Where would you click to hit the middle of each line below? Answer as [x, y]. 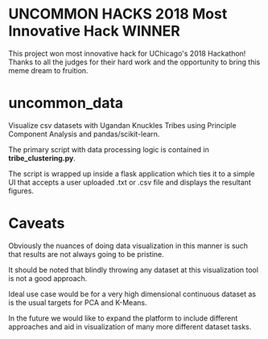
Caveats [37, 223]
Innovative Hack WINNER [95, 31]
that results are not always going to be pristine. [87, 254]
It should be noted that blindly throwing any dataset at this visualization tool [134, 270]
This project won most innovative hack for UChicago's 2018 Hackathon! [127, 53]
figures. [21, 191]
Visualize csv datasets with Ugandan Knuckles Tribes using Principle [122, 125]
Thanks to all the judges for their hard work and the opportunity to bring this [134, 62]
